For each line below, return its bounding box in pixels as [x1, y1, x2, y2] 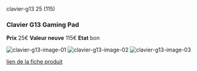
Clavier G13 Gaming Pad [6, 20, 80, 29]
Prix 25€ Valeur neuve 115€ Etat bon [6, 34, 100, 42]
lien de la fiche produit [6, 58, 63, 65]
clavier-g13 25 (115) [6, 6, 56, 12]
